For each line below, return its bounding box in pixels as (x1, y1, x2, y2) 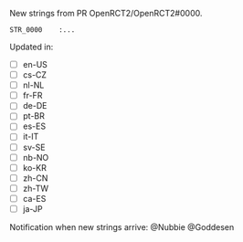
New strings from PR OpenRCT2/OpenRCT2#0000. (9, 8, 203, 18)
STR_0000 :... (9, 26, 76, 35)
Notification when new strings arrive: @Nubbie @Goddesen (9, 221, 235, 232)
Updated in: (9, 41, 54, 52)
